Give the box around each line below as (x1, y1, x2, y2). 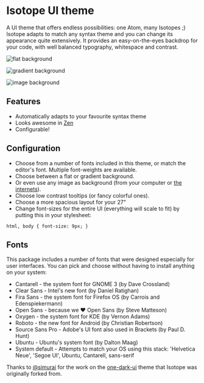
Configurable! (15, 126, 50, 133)
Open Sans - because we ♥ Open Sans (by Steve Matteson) (15, 306, 167, 314)
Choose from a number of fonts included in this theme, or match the (15, 159, 186, 166)
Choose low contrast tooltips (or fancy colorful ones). (15, 191, 150, 199)
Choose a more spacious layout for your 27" (15, 198, 127, 206)
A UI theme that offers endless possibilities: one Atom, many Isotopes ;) (6, 24, 186, 31)
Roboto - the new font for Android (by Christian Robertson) (15, 320, 163, 327)
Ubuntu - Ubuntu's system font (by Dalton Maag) (15, 339, 138, 346)
